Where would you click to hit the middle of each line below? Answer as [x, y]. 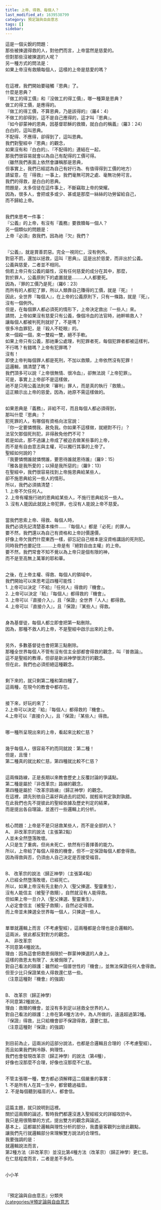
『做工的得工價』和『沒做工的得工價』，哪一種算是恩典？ [64, 99]
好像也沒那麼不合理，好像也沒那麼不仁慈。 [50, 1062]
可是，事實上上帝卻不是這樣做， [39, 380]
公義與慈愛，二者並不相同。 [34, 265]
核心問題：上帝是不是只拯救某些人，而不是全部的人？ [61, 825]
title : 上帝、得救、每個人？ [32, 10]
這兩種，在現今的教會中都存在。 [39, 687]
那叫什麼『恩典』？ [25, 415]
